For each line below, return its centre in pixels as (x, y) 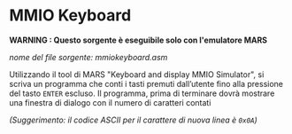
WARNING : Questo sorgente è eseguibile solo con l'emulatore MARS (138, 40)
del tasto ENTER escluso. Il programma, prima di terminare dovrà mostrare (142, 93)
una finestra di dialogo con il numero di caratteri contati (110, 102)
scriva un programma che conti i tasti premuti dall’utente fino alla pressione (146, 83)
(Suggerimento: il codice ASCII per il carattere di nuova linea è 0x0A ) (134, 120)
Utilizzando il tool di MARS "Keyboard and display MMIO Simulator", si (137, 74)
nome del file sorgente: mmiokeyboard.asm (88, 57)
